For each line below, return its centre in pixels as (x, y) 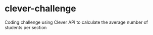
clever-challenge (40, 9)
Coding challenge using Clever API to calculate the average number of (76, 22)
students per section (26, 27)
